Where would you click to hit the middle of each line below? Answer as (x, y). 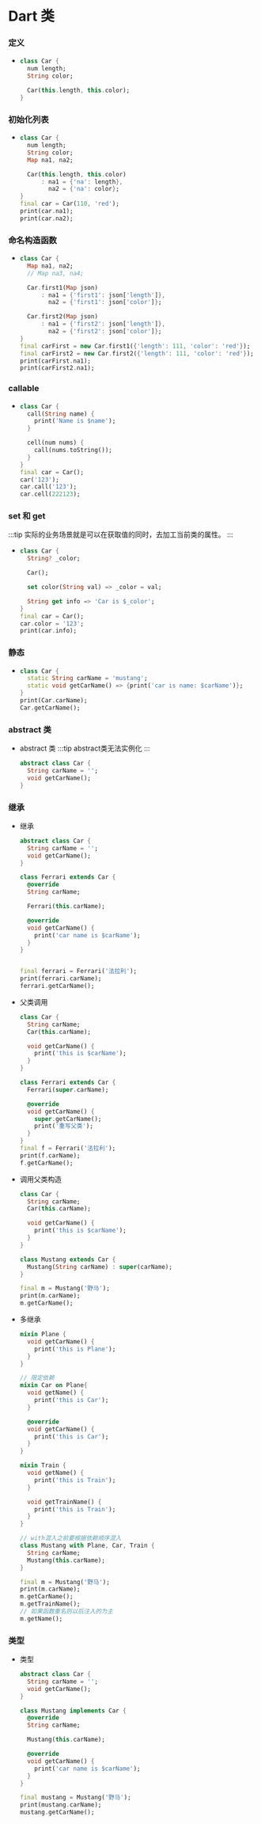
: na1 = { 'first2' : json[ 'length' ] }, (103, 324)
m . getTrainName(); (50, 1604)
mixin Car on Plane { (53, 1385)
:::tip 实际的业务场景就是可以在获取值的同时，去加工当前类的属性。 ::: (121, 534)
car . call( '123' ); (48, 487)
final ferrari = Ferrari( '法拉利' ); (78, 971)
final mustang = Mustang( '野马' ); (76, 1798)
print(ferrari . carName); (61, 978)
